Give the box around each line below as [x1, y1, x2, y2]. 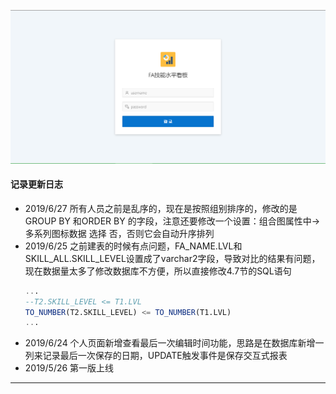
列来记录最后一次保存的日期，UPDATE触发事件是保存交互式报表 [24, 350, 288, 362]
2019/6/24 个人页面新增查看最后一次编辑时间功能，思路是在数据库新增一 [24, 337, 325, 349]
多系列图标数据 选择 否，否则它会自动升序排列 [24, 227, 215, 239]
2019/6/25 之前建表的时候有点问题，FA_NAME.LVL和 [24, 240, 243, 252]
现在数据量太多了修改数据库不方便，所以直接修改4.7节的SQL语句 [24, 265, 292, 277]
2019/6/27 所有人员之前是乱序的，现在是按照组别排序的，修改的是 [24, 202, 298, 214]
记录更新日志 [10, 178, 63, 190]
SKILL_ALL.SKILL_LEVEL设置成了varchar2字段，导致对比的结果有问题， [24, 252, 321, 264]
